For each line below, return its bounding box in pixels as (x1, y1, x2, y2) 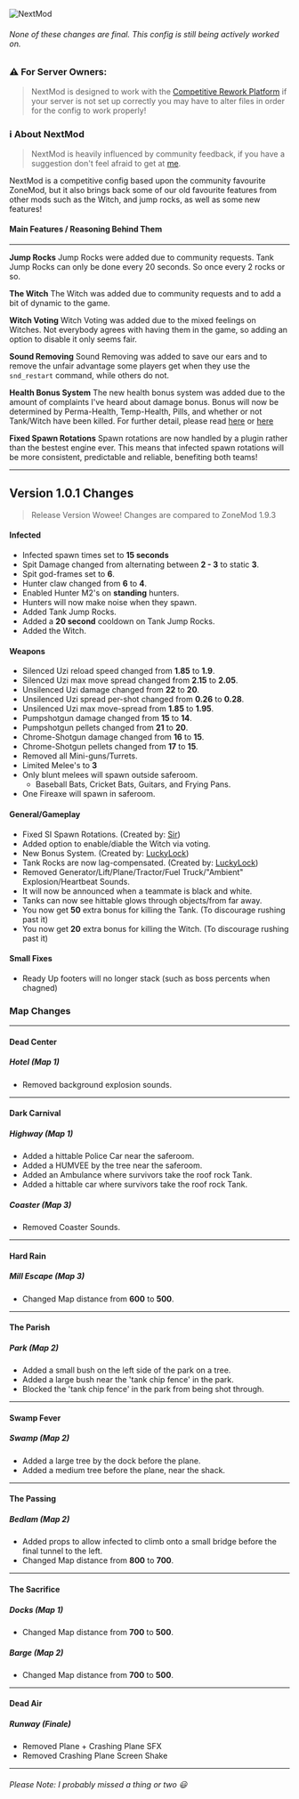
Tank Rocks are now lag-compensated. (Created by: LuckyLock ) (21, 857, 259, 868)
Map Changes (9, 1004, 71, 1017)
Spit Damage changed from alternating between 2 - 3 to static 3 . (21, 559, 260, 570)
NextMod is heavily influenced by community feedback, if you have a (30, 148, 286, 159)
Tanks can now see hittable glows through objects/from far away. (21, 895, 263, 905)
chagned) (21, 982, 58, 993)
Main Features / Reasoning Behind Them (9, 223, 163, 235)
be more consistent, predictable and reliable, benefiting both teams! (9, 452, 258, 463)
